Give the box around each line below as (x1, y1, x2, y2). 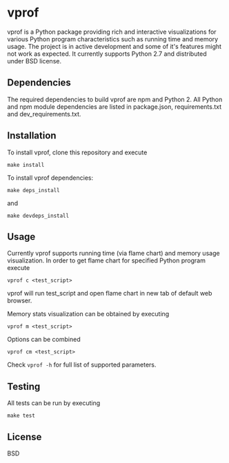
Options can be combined (7, 336, 81, 344)
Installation (7, 130, 57, 142)
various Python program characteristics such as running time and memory (7, 34, 219, 43)
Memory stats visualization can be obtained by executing (7, 310, 170, 318)
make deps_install (7, 187, 60, 194)
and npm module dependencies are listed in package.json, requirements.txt (7, 102, 222, 111)
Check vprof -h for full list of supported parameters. (7, 360, 157, 369)
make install (7, 161, 45, 168)
